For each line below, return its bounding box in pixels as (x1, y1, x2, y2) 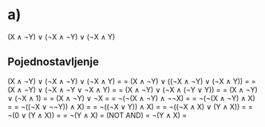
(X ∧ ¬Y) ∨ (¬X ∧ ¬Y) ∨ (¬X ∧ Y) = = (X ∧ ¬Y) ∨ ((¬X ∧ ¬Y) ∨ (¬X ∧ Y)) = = (7, 76, 256, 85)
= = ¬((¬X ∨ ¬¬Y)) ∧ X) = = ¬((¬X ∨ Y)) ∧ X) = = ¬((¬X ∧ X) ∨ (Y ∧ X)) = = (7, 101, 253, 111)
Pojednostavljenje (7, 55, 99, 69)
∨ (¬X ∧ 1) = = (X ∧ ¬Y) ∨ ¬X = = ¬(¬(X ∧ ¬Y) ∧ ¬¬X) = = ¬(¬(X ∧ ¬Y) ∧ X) (7, 93, 256, 103)
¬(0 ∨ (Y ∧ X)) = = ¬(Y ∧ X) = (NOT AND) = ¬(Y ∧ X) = (7, 110, 188, 120)
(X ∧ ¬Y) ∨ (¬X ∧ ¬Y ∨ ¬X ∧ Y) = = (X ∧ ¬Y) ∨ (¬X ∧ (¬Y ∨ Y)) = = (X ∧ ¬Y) (7, 85, 259, 94)
